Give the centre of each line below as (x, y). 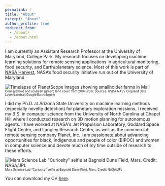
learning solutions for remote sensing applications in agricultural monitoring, (82, 62)
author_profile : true (27, 23)
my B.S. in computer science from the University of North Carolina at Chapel (82, 113)
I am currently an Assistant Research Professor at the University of (73, 51)
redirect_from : (21, 28)
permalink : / (18, 10)
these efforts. (19, 150)
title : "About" (21, 14)
